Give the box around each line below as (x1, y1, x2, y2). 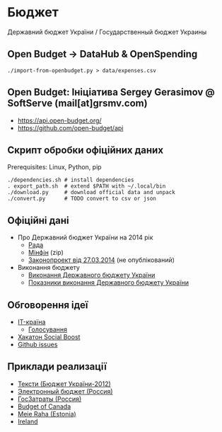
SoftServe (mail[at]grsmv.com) (7, 97, 148, 110)
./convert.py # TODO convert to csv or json (7, 195, 157, 203)
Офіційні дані (7, 214, 69, 227)
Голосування (28, 325, 68, 334)
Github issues (17, 341, 58, 348)
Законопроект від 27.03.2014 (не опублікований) (28, 256, 175, 264)
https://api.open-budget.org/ (17, 116, 102, 125)
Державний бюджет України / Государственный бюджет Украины (7, 28, 207, 36)
